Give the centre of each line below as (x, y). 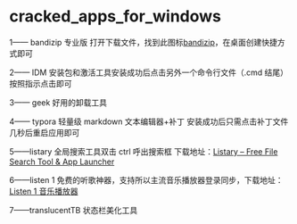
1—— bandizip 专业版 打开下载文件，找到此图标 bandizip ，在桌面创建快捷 (144, 42)
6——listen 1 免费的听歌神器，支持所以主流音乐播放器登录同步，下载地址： (146, 179)
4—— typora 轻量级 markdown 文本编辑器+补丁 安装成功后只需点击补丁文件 (149, 121)
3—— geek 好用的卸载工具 (58, 102)
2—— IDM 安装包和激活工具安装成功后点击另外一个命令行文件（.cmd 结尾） (148, 72)
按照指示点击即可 (41, 83)
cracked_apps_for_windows (115, 17)
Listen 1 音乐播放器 (44, 191)
